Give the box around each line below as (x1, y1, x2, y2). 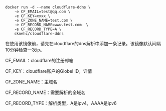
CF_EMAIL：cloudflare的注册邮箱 (5, 58, 74, 63)
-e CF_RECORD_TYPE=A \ (14, 27, 62, 32)
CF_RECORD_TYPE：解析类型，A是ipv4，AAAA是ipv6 (5, 100, 117, 106)
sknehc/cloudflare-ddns (14, 31, 64, 36)
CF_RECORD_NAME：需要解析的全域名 (5, 89, 86, 95)
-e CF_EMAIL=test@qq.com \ (14, 9, 71, 14)
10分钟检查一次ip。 (5, 47, 45, 53)
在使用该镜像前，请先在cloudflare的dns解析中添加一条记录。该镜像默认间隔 (5, 41, 161, 46)
